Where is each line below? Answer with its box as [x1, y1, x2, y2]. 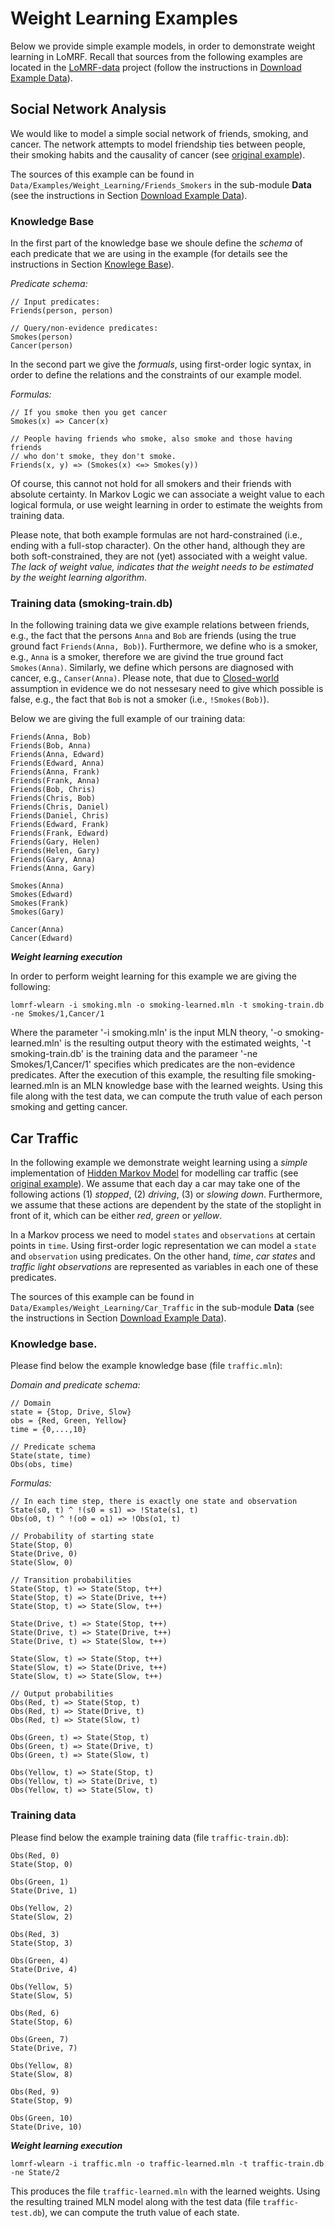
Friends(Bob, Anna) [10, 741, 92, 751]
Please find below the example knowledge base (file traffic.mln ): [10, 1360, 283, 1372]
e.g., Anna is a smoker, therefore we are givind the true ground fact [10, 651, 284, 663]
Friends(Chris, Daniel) [10, 802, 110, 812]
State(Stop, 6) [10, 2017, 74, 2027]
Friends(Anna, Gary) [10, 863, 97, 874]
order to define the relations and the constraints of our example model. [10, 369, 302, 381]
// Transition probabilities [10, 1575, 132, 1586]
